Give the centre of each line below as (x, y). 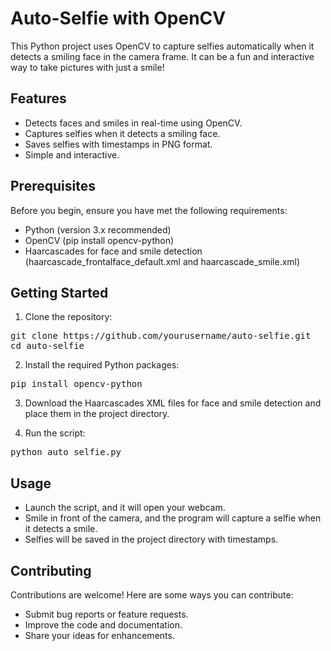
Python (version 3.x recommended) (98, 229)
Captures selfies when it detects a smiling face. (122, 133)
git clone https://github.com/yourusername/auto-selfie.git (161, 336)
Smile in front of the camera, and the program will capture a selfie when (173, 518)
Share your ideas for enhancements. (99, 635)
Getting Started (59, 292)
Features (38, 98)
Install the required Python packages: (102, 365)
